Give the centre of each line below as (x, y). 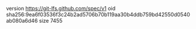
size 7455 (51, 21)
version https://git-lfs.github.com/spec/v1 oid (61, 8)
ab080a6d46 (22, 21)
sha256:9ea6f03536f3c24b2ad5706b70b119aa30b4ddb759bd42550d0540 (98, 14)
